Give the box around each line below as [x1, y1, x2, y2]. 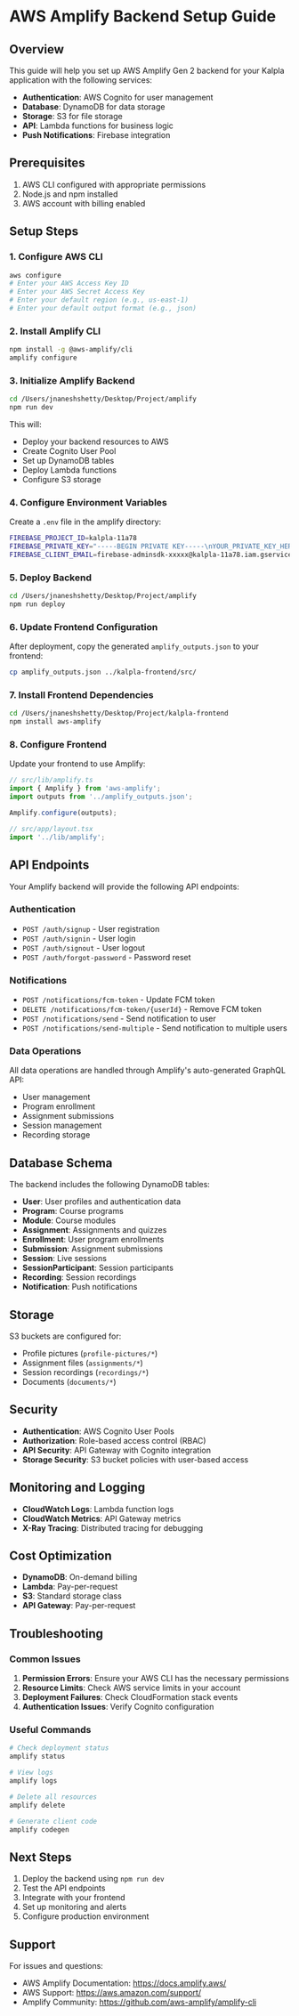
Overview [9, 42, 65, 57]
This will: [9, 418, 42, 429]
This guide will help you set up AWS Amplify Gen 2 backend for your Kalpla [9, 65, 285, 76]
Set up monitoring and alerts [21, 1902, 127, 1913]
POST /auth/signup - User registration [21, 923, 160, 934]
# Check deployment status [9, 1744, 109, 1753]
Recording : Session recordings [21, 1272, 137, 1283]
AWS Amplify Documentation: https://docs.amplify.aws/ [21, 1978, 227, 1988]
